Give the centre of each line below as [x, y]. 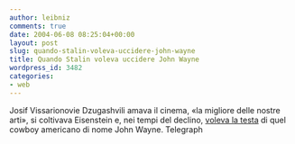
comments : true [38, 26]
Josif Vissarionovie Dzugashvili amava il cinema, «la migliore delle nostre [145, 110]
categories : [32, 76]
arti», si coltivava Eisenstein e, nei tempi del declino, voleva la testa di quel [148, 120]
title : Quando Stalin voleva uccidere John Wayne [105, 59]
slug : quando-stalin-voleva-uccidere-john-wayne [102, 51]
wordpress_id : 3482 [46, 68]
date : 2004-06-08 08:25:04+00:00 [72, 34]
